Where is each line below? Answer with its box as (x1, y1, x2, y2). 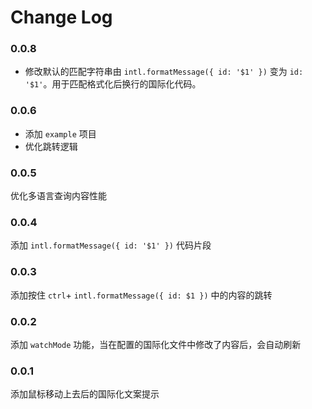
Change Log (10, 6, 113, 29)
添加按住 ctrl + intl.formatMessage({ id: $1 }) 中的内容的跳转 (10, 289, 273, 301)
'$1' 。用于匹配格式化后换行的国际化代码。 (24, 78, 202, 90)
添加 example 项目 (24, 127, 97, 140)
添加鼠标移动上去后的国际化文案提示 (10, 388, 160, 400)
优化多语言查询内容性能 (10, 190, 107, 202)
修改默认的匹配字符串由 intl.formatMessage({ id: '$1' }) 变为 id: (24, 66, 304, 78)
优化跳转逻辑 (24, 140, 78, 152)
